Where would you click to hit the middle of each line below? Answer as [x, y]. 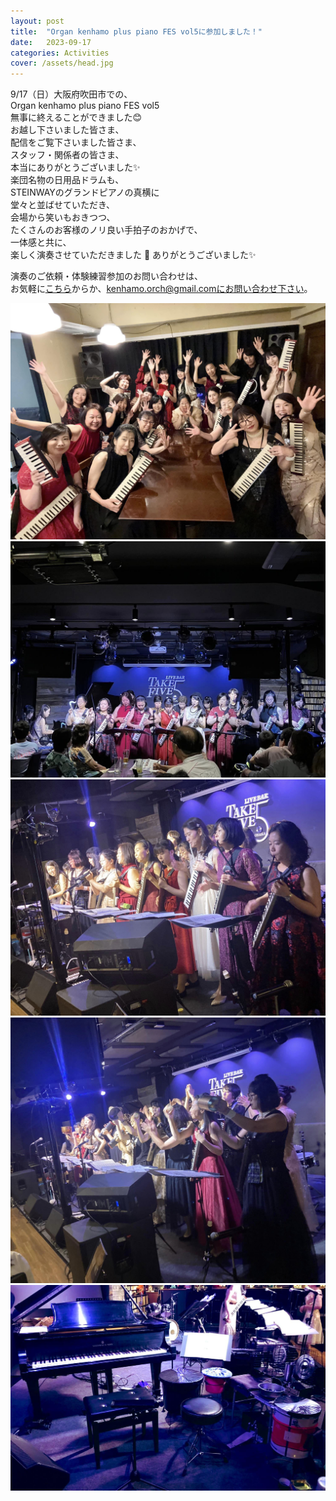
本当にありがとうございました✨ [75, 167]
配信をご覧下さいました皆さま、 [76, 142]
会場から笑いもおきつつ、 [63, 217]
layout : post [37, 21]
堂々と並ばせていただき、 [63, 205]
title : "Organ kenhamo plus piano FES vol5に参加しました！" [136, 31]
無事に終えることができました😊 [76, 117]
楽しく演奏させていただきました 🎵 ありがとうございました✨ [133, 255]
